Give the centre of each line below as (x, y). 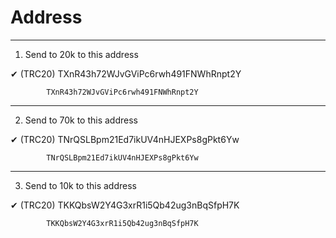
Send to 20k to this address (81, 54)
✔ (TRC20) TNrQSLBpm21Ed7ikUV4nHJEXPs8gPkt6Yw (125, 139)
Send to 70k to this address (81, 120)
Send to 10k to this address (80, 185)
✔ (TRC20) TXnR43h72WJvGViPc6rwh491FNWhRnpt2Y (126, 73)
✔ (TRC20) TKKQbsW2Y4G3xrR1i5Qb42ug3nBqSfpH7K (125, 205)
